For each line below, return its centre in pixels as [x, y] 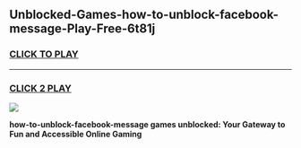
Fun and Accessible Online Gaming [76, 134]
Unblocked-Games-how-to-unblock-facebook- [144, 15]
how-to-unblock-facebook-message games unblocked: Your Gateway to [147, 124]
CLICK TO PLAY [44, 55]
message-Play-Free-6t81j [82, 29]
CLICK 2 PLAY [40, 88]
